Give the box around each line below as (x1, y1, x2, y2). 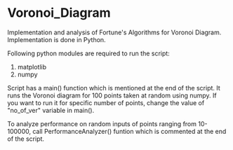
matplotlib (17, 62, 47, 71)
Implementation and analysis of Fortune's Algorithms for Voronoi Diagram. (7, 28, 222, 36)
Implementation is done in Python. (7, 35, 107, 43)
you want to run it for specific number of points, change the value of (7, 98, 205, 107)
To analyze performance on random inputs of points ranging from (7, 119, 197, 128)
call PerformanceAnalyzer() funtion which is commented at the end (32, 127, 227, 135)
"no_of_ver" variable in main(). (7, 106, 95, 114)
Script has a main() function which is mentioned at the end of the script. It (7, 83, 221, 92)
